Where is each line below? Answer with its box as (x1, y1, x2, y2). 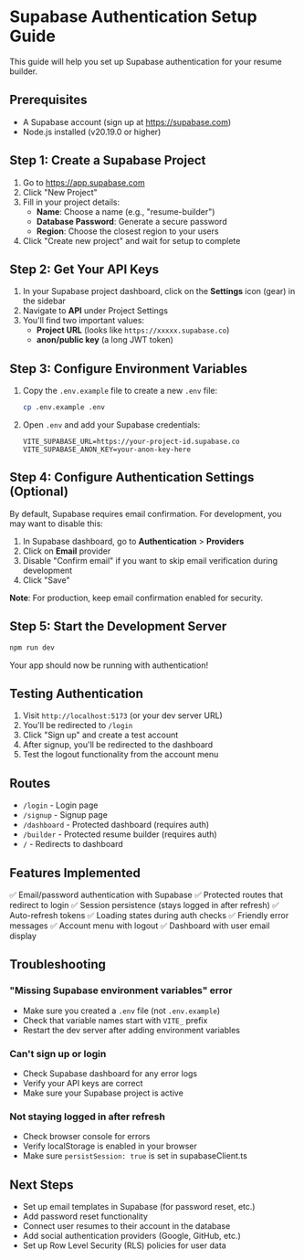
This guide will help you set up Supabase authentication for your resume (9, 56, 282, 67)
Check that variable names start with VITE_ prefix (22, 1014, 208, 1025)
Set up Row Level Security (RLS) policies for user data (22, 1240, 226, 1251)
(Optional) (9, 484, 68, 500)
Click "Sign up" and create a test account (22, 729, 179, 741)
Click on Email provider (22, 545, 111, 556)
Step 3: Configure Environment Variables (9, 361, 248, 376)
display (9, 930, 37, 941)
